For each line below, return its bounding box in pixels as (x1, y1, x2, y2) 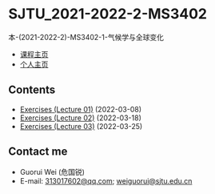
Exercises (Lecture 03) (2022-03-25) (19, 121, 143, 131)
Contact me (8, 145, 68, 159)
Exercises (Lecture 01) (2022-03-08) (19, 104, 142, 114)
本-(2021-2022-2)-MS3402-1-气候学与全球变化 (8, 32, 164, 42)
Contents (8, 83, 56, 97)
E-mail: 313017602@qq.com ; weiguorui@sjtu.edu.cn (19, 176, 193, 185)
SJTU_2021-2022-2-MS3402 (8, 5, 208, 23)
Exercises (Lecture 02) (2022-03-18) (19, 113, 141, 123)
